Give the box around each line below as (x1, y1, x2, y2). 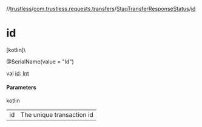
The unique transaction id (20, 111, 94, 119)
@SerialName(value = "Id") (6, 57, 74, 65)
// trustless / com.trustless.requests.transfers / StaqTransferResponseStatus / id (6, 5, 196, 12)
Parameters (6, 83, 36, 91)
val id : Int (6, 70, 29, 77)
